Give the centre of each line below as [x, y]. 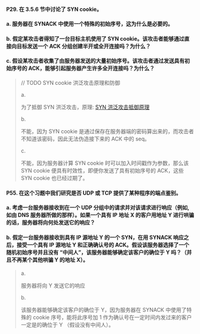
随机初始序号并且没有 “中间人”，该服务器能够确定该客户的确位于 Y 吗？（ [96, 252]
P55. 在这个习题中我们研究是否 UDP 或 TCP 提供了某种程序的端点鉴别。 [94, 193]
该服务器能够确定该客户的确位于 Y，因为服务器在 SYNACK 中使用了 [104, 310]
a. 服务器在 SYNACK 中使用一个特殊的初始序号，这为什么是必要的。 [90, 24]
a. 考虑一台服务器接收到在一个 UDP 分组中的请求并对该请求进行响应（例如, [98, 208]
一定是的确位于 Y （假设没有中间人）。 [67, 325]
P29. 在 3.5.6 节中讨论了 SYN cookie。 [54, 9]
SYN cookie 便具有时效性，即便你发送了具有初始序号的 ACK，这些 [102, 170]
